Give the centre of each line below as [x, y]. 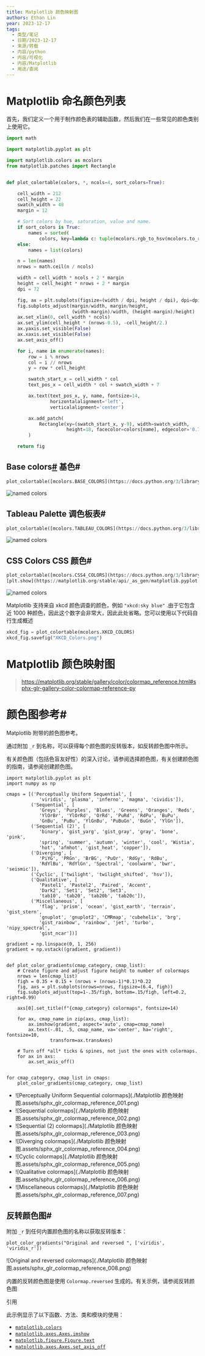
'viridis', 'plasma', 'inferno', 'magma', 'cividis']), [111, 799]
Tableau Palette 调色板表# [56, 514]
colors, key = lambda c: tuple [76, 239]
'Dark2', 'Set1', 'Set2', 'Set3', [83, 891]
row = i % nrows [49, 357]
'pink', [16, 837]
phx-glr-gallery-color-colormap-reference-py [78, 688]
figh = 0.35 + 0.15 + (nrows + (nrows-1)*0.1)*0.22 [84, 981]
